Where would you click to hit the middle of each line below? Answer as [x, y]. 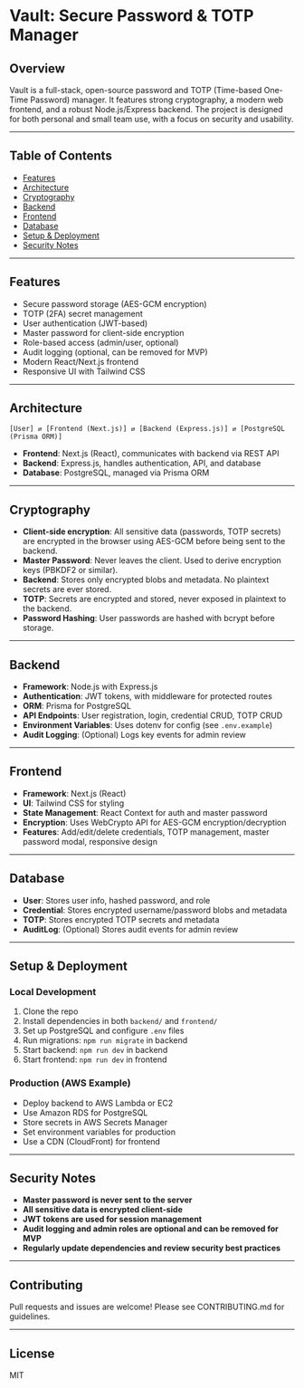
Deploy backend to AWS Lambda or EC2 [98, 1103]
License [32, 1353]
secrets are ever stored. [67, 589]
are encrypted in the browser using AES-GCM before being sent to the [154, 541]
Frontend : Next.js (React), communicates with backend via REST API [151, 454]
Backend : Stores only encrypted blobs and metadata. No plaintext [146, 579]
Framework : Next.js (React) [74, 793]
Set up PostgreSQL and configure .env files [103, 1031]
